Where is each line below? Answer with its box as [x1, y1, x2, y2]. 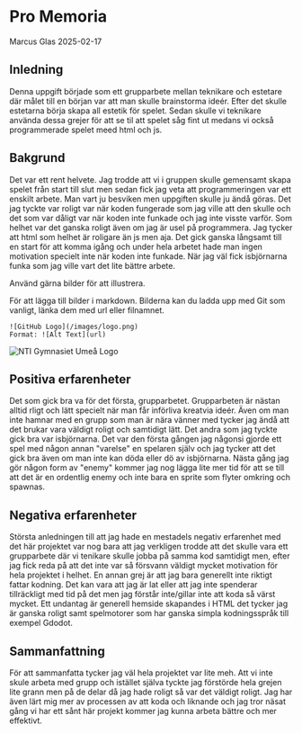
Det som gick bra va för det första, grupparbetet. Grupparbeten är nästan [9, 396, 280, 407]
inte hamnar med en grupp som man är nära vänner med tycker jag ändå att [9, 415, 290, 425]
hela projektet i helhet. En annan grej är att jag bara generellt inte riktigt [9, 569, 272, 581]
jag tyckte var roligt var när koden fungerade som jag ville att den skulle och [9, 202, 291, 213]
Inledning [9, 62, 64, 77]
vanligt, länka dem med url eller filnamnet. [9, 304, 164, 316]
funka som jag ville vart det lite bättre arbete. [9, 260, 175, 271]
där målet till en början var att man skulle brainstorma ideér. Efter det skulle [9, 95, 288, 106]
